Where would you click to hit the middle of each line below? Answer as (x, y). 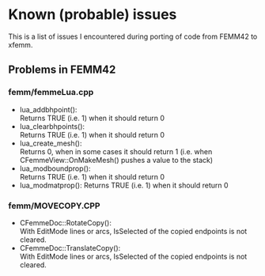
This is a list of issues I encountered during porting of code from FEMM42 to (133, 36)
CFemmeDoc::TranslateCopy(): (70, 248)
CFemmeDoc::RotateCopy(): (66, 222)
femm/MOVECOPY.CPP (54, 206)
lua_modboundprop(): (55, 168)
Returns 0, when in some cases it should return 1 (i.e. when (116, 151)
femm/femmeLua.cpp (51, 93)
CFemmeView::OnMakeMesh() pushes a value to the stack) (116, 160)
